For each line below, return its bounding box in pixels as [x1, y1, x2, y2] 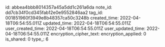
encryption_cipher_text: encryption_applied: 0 [50, 31, 146, 36]
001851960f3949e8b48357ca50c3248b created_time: [5, 15, 119, 20]
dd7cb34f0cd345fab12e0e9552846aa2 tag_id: [5, 9, 103, 15]
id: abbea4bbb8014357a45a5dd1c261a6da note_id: [5, 4, 113, 10]
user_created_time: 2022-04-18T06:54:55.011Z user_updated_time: [5, 25, 146, 31]
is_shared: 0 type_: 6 [5, 36, 49, 42]
